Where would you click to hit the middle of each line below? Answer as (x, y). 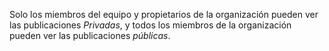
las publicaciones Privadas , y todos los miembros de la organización (150, 25)
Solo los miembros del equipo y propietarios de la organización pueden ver (164, 14)
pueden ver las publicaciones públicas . (90, 35)
